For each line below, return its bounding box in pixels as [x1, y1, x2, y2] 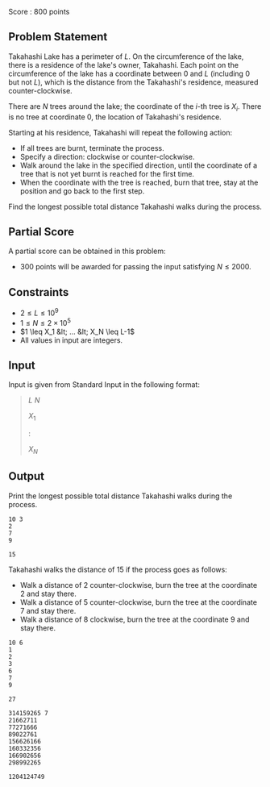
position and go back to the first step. [19, 185, 145, 196]
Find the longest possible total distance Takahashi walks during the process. [8, 202, 262, 211]
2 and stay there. [19, 589, 77, 598]
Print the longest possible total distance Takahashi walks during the [8, 491, 233, 501]
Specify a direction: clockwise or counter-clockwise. [19, 152, 195, 161]
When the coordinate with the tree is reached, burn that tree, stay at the [19, 177, 259, 187]
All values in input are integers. [19, 335, 123, 345]
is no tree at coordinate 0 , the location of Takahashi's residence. [8, 112, 222, 122]
